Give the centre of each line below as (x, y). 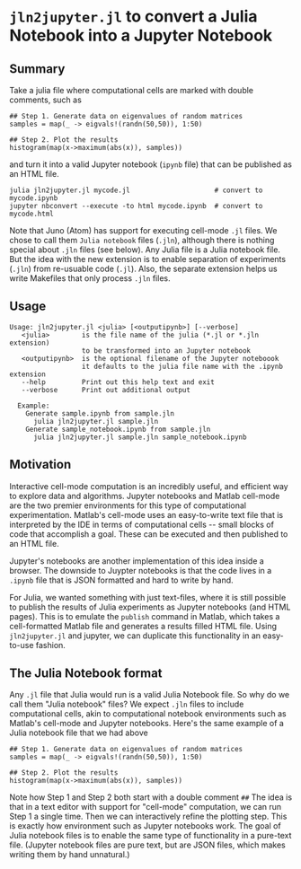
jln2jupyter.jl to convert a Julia (133, 17)
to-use (22, 645)
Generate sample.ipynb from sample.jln (100, 413)
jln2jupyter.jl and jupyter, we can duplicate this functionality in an (135, 636)
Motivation (40, 465)
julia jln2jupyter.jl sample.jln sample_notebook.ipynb (140, 437)
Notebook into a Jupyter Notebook (141, 35)
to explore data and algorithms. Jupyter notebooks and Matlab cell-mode (145, 496)
